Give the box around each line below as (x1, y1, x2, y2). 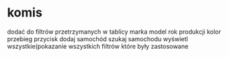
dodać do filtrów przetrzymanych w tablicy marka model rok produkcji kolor (7, 27, 221, 36)
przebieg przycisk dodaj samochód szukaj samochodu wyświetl (7, 34, 188, 43)
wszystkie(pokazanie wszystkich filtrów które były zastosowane (7, 42, 189, 50)
